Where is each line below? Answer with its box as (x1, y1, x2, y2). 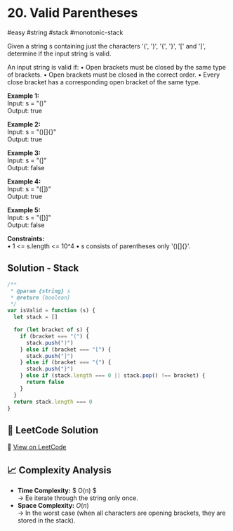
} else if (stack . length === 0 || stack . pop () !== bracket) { (20, 372, 206, 379)
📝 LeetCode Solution (7, 424, 99, 436)
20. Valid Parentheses (7, 5, 138, 21)
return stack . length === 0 (13, 398, 93, 405)
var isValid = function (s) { (7, 307, 96, 314)
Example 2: (7, 120, 41, 128)
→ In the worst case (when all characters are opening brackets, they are (17, 508, 226, 517)
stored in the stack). (17, 516, 76, 525)
